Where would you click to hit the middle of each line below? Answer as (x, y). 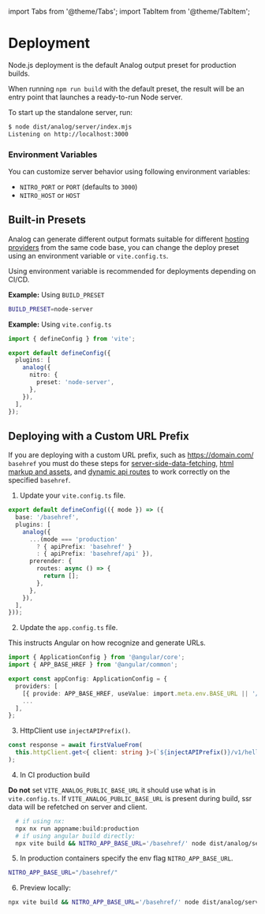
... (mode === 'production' (73, 539)
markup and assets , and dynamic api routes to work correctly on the (119, 472)
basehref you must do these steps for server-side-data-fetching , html (121, 464)
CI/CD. (19, 279)
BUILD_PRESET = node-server (50, 309)
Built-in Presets (47, 220)
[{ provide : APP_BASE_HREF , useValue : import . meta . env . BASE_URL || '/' (142, 693)
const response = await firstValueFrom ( (76, 745)
